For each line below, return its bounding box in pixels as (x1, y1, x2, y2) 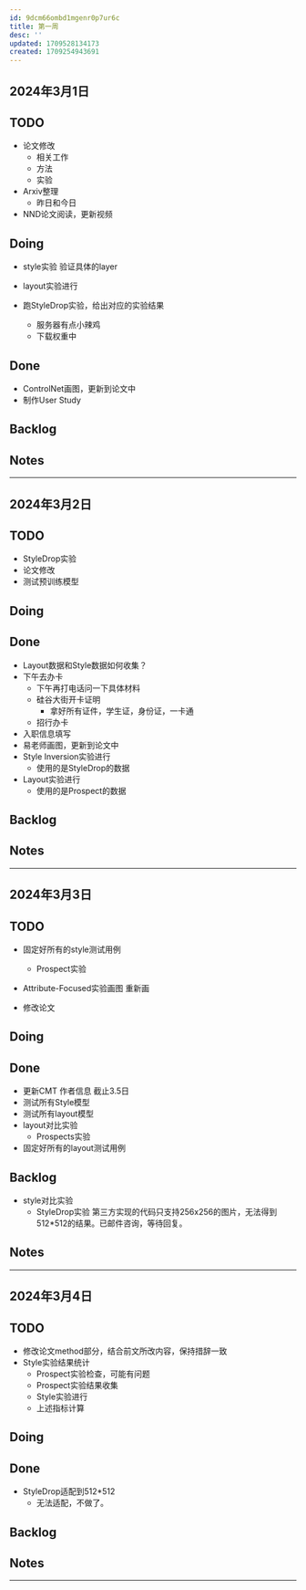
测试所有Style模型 (22, 1097, 91, 1108)
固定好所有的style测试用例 (22, 944, 121, 955)
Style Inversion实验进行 (22, 750, 111, 762)
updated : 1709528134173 (9, 38, 100, 48)
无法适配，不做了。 (36, 1498, 109, 1509)
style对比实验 (22, 1195, 74, 1206)
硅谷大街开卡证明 (36, 694, 101, 705)
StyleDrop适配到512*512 (22, 1486, 116, 1497)
